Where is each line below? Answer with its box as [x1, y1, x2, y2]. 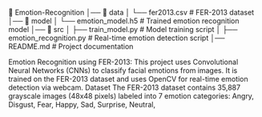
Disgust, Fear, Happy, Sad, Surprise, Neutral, [8, 100, 156, 109]
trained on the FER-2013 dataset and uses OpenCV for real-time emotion [8, 75, 248, 83]
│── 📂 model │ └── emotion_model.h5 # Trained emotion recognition [8, 16, 240, 26]
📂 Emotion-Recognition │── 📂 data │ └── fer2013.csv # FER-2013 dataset [8, 8, 255, 17]
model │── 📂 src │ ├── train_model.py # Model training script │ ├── [8, 25, 238, 34]
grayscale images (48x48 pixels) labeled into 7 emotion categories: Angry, [8, 91, 255, 100]
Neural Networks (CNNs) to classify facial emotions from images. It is [8, 66, 238, 75]
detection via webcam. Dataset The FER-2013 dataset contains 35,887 [8, 83, 241, 92]
